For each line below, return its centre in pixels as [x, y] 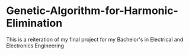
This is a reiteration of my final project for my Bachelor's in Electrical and [95, 39]
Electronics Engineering [35, 46]
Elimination [34, 23]
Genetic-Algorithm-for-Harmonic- [92, 11]
